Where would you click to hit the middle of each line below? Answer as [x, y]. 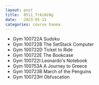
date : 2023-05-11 [26, 19]
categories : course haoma [33, 24]
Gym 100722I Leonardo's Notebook [50, 61]
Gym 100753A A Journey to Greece [50, 66]
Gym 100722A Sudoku [36, 39]
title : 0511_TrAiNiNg [29, 15]
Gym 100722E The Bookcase [43, 55]
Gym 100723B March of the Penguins [52, 72]
